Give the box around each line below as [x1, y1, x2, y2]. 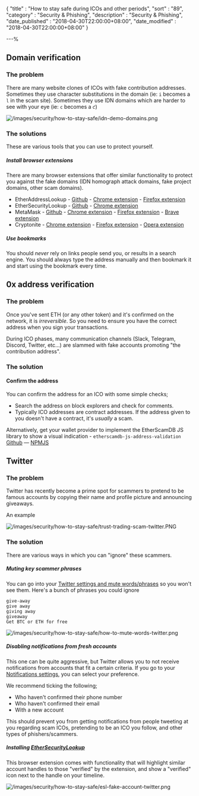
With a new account [14, 706, 64, 713]
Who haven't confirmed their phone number [14, 693, 123, 701]
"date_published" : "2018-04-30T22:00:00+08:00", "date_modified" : [6, 18, 176, 24]
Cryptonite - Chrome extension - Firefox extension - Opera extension [14, 221, 184, 228]
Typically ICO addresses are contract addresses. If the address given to [14, 408, 191, 415]
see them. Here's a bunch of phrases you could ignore [6, 586, 140, 594]
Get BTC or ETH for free [6, 619, 68, 625]
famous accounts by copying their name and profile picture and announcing [6, 494, 192, 501]
